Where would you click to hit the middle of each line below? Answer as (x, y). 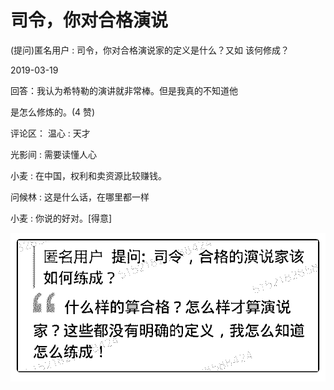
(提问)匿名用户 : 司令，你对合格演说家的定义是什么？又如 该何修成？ (150, 50)
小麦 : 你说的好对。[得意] (61, 218)
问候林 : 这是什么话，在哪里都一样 (80, 197)
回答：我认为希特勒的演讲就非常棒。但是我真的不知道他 (124, 90)
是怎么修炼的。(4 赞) (53, 112)
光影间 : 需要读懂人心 (53, 154)
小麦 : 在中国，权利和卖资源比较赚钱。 (88, 175)
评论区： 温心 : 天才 (50, 133)
